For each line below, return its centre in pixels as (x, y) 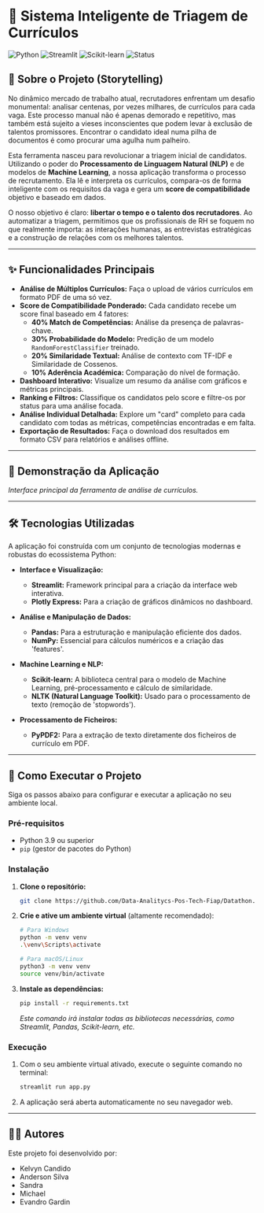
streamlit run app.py (55, 1087)
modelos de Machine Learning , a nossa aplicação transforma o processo (127, 172)
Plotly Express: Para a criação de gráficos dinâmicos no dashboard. (142, 602)
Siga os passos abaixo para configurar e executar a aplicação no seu (120, 795)
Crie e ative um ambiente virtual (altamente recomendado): (117, 915)
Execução (27, 1047)
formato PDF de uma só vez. (66, 297)
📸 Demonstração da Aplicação (84, 471)
